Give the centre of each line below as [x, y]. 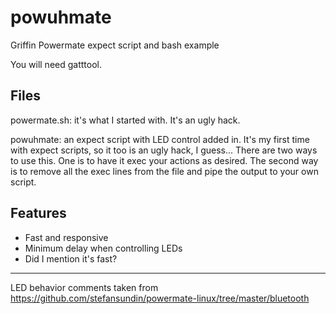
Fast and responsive [66, 237]
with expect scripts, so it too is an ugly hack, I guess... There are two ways [164, 150]
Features [38, 213]
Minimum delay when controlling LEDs [103, 248]
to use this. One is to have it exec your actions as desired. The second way [164, 160]
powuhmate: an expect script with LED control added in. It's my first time [160, 139]
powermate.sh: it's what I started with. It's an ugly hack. [125, 120]
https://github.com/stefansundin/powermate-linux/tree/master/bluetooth [160, 298]
